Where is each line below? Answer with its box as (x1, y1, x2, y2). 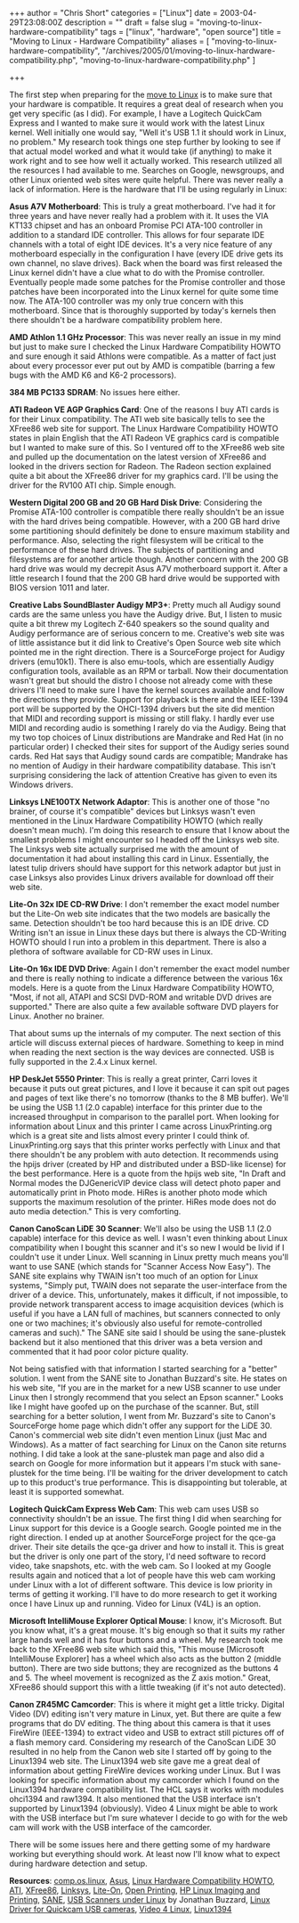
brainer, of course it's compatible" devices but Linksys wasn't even (9, 806, 255, 816)
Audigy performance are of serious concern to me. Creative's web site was (9, 628, 285, 638)
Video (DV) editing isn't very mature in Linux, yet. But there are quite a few (9, 1708, 282, 1719)
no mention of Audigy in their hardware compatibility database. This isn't (9, 760, 276, 771)
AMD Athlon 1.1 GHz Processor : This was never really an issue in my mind (9, 332, 282, 342)
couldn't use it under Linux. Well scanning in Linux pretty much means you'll (9, 1252, 289, 1262)
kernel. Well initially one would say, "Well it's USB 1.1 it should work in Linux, (9, 127, 287, 137)
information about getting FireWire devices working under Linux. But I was (9, 1765, 281, 1775)
